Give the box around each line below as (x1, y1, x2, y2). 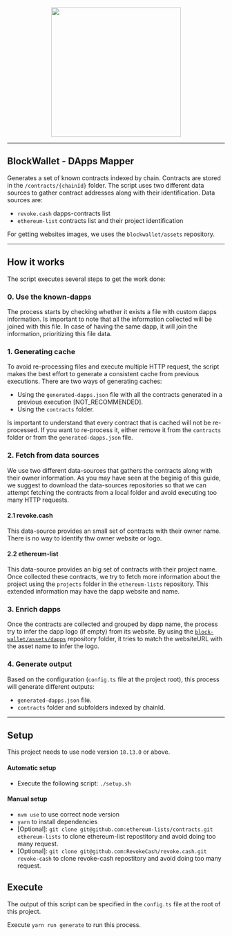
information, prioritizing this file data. (7, 329, 113, 338)
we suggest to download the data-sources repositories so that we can (7, 480, 207, 489)
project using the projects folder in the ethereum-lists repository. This (7, 580, 209, 588)
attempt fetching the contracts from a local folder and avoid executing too (7, 488, 217, 496)
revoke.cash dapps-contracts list (17, 209, 110, 217)
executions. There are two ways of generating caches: (7, 377, 162, 386)
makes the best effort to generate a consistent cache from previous (7, 370, 200, 378)
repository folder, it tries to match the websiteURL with (67, 635, 223, 643)
